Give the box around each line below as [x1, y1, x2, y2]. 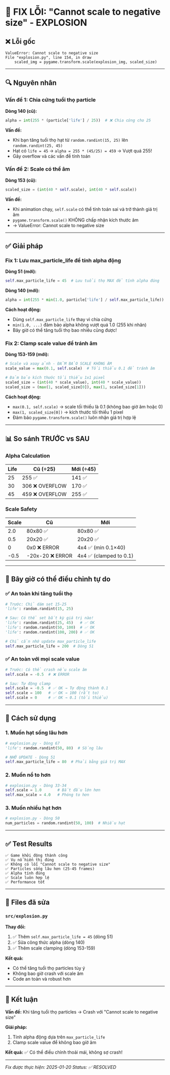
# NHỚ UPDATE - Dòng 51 [5, 754, 56, 760]
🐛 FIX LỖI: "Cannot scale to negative [5, 6, 161, 18]
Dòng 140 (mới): [5, 288, 40, 294]
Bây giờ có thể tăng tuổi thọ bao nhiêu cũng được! [12, 327, 117, 333]
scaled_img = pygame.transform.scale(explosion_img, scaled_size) [14, 59, 157, 65]
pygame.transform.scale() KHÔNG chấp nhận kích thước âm [12, 217, 139, 223]
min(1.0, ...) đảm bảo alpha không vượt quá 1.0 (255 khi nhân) [12, 322, 147, 328]
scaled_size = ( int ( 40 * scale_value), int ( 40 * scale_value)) [5, 380, 142, 385]
